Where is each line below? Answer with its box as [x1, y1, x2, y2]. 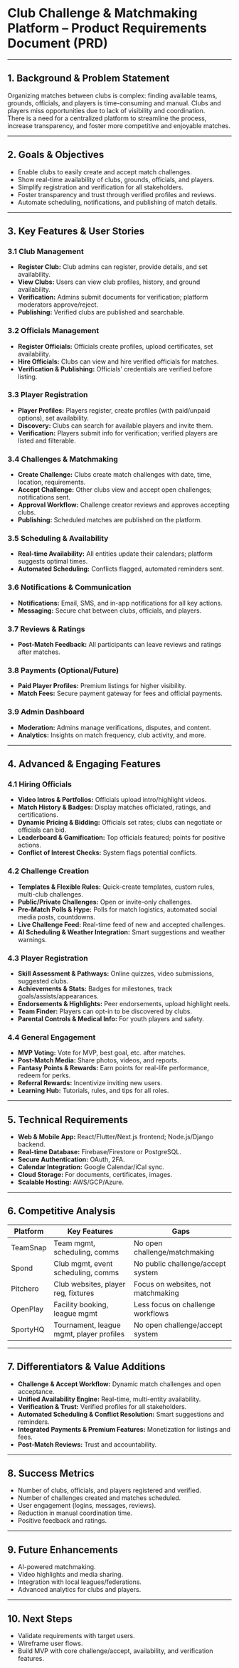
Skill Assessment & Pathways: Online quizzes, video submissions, [17, 969, 214, 978]
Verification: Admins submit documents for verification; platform [17, 293, 208, 302]
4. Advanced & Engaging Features [7, 758, 161, 770]
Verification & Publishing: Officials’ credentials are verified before [17, 364, 213, 373]
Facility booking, [53, 1299, 109, 1309]
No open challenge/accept [134, 1320, 223, 1330]
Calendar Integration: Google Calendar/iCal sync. [17, 1163, 165, 1171]
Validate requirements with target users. [17, 1632, 135, 1640]
